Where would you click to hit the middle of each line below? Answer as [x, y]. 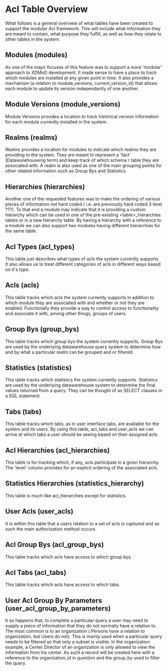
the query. [16, 663]
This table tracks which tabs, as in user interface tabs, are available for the [82, 424]
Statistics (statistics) [38, 368]
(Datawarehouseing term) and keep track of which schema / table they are [82, 160]
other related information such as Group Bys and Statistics [66, 171]
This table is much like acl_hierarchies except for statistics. [66, 496]
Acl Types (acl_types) [40, 247]
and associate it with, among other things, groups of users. [66, 313]
